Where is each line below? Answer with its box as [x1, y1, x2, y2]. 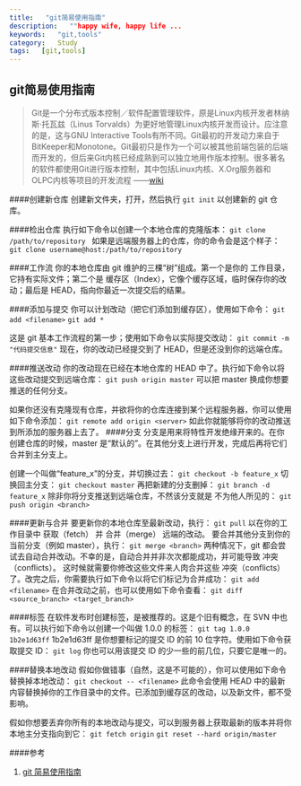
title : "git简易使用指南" [9, 13, 106, 22]
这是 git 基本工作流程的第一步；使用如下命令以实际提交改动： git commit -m [9, 332, 289, 343]
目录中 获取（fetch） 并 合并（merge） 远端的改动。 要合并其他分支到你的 [16, 528, 291, 539]
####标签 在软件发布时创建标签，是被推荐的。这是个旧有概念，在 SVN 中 [9, 611, 280, 622]
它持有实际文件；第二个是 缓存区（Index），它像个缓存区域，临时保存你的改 [9, 273, 288, 284]
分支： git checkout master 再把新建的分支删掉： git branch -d [32, 479, 271, 490]
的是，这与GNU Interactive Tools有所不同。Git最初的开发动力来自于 [30, 129, 280, 140]
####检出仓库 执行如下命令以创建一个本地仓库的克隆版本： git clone [9, 223, 266, 234]
